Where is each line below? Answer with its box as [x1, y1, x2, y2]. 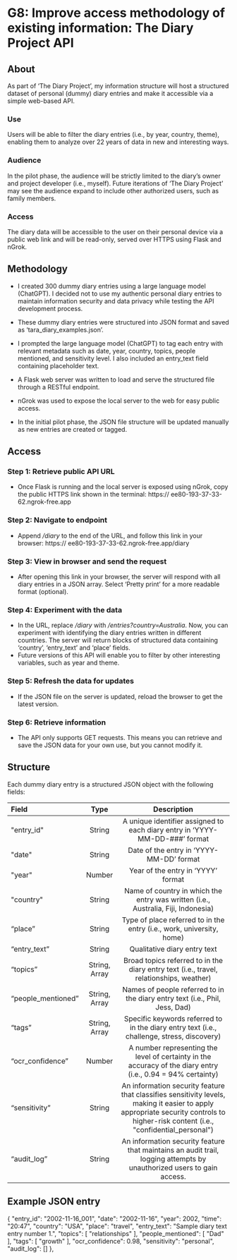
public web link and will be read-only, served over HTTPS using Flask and [7, 235, 221, 243]
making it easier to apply [133, 1098, 214, 1108]
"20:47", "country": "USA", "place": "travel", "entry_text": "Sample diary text [7, 1222, 227, 1230]
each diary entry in [128, 825, 191, 835]
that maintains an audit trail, [127, 1145, 219, 1155]
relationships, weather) [135, 973, 212, 983]
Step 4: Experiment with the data [7, 605, 122, 614]
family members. [7, 194, 56, 202]
